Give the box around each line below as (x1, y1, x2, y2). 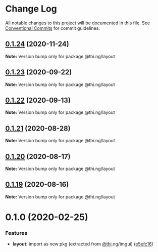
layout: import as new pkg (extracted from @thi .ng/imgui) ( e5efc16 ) (12, 241, 153, 247)
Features (5, 229, 28, 236)
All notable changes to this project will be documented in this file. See (5, 20, 150, 26)
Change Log (5, 3, 57, 15)
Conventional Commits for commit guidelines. (5, 25, 100, 31)
